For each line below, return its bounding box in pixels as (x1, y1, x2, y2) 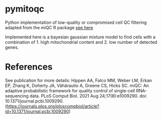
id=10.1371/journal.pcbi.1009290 (5, 108, 69, 114)
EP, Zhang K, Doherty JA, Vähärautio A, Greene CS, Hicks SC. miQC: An (5, 83, 149, 88)
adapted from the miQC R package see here (5, 24, 93, 30)
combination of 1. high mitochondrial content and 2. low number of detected (5, 39, 157, 45)
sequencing (5, 93, 29, 99)
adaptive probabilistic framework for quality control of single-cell (5, 87, 135, 93)
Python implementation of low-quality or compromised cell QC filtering (5, 19, 147, 25)
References (5, 62, 53, 72)
